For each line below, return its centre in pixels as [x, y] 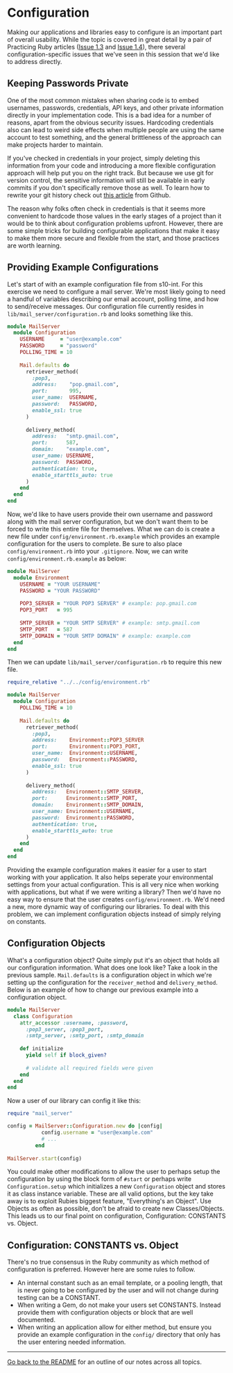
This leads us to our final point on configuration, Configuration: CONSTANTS [116, 1216]
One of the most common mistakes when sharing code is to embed [103, 100]
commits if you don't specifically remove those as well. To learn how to [109, 187]
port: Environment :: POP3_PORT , [86, 747]
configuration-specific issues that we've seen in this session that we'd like [113, 54]
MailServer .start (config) [44, 1158]
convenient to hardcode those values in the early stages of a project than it [114, 216]
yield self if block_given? [66, 1055]
